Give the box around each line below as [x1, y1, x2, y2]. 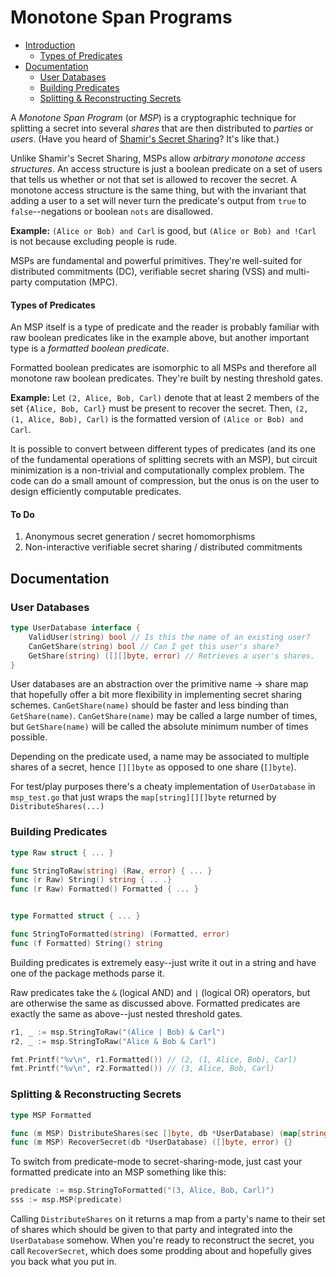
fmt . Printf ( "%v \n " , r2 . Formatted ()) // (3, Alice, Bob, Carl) [10, 1064, 275, 1074]
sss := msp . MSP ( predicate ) [10, 1195, 123, 1205]
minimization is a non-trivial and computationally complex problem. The [10, 464, 305, 476]
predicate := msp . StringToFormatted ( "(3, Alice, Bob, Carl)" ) [10, 1186, 275, 1196]
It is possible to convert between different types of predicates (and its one [10, 443, 316, 455]
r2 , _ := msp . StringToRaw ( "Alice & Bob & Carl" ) [10, 1036, 217, 1046]
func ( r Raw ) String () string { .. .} [10, 875, 172, 885]
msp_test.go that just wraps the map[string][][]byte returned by [10, 791, 277, 803]
